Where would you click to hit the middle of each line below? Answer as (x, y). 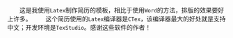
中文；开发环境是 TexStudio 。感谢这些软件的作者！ (79, 27)
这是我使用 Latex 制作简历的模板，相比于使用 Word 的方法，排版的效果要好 (122, 10)
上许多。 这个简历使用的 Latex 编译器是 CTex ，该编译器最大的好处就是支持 (116, 19)
